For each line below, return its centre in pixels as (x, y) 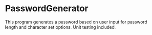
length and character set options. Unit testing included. (60, 27)
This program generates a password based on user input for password (76, 22)
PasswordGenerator (47, 9)
